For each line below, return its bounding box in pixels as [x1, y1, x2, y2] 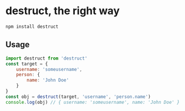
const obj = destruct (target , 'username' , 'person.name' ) [5, 93, 151, 100]
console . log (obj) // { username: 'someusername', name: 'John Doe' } [5, 99, 180, 105]
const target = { [5, 61, 48, 67]
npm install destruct [5, 24, 59, 30]
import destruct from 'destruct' [5, 55, 88, 61]
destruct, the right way [5, 4, 120, 18]
